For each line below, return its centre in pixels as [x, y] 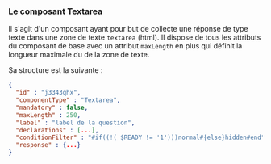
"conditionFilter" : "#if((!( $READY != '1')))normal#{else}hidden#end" [140, 138]
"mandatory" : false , [52, 107]
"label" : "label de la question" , [75, 123]
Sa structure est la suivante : [56, 70]
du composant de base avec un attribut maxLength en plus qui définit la [125, 46]
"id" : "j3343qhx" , [48, 93]
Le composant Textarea [56, 11]
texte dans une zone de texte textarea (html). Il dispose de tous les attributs [135, 37]
